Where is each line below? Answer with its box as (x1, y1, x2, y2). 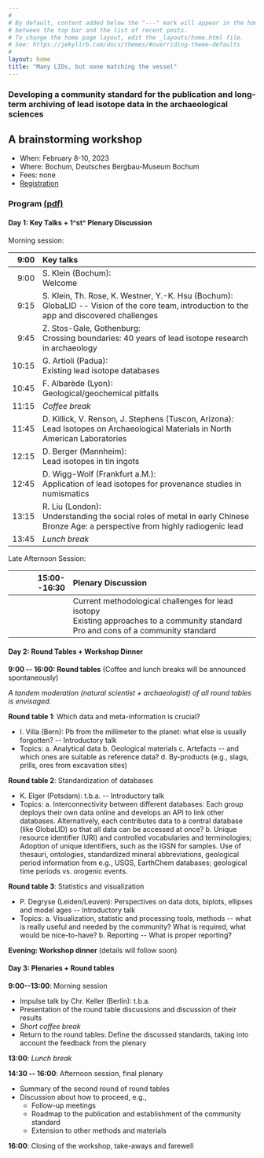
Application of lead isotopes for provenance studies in (42, 478, 242, 489)
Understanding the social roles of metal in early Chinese (42, 510, 250, 521)
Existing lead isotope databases (42, 365, 159, 376)
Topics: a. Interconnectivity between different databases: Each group (19, 799, 244, 808)
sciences (8, 108, 44, 119)
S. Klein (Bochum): (42, 267, 112, 278)
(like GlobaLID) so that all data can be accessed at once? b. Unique (19, 824, 237, 833)
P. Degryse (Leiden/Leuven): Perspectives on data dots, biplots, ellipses (19, 896, 253, 906)
